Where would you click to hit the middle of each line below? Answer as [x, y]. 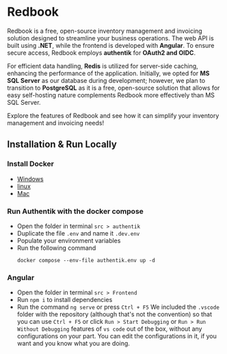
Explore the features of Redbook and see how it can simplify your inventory [113, 115]
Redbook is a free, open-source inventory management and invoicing [105, 31]
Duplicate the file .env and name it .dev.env [78, 233]
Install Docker [31, 164]
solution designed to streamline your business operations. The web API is [110, 38]
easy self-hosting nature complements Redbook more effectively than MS [111, 95]
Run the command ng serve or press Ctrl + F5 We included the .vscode [118, 307]
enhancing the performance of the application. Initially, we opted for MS [108, 73]
